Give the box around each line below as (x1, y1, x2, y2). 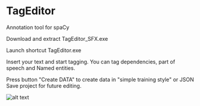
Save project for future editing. (6, 82, 82, 89)
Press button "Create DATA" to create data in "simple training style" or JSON (6, 76, 194, 83)
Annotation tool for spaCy (6, 24, 70, 31)
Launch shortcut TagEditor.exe (6, 46, 82, 54)
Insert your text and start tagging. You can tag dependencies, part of (6, 58, 176, 65)
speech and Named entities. (6, 64, 76, 72)
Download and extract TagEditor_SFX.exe (6, 35, 109, 42)
